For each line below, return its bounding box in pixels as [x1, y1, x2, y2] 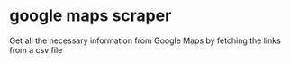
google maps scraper [9, 5, 172, 26]
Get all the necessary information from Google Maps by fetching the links [9, 35, 281, 46]
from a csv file [9, 44, 63, 55]
